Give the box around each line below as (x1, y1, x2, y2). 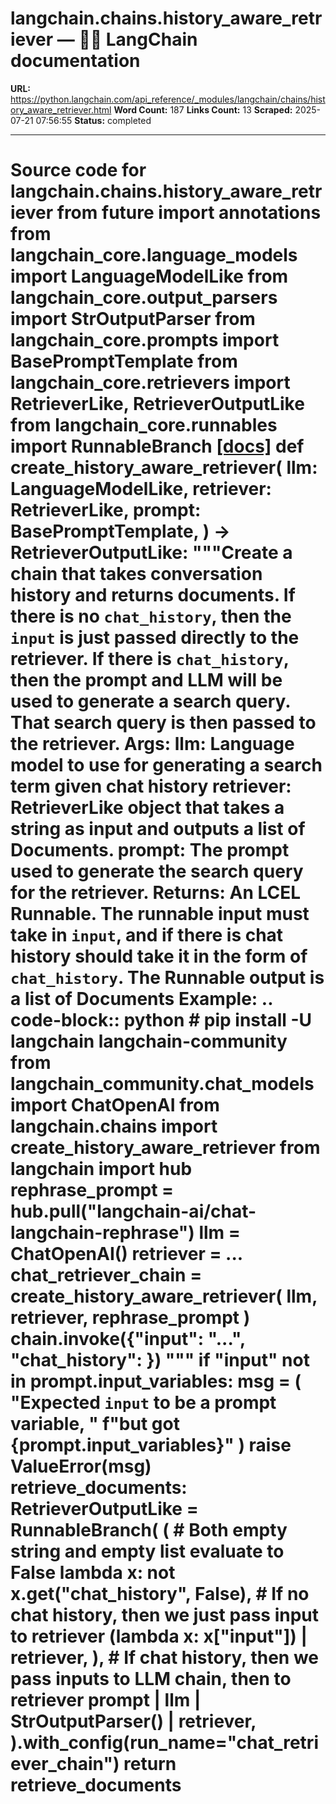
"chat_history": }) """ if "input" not (10, 1349, 310, 1372)
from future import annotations (56, 202, 322, 224)
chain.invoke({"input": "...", (10, 1328, 246, 1351)
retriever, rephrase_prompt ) (10, 1307, 251, 1329)
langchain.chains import (10, 1115, 218, 1138)
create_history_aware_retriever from (10, 1137, 321, 1159)
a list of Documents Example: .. (10, 988, 273, 1011)
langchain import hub (10, 1158, 193, 1181)
